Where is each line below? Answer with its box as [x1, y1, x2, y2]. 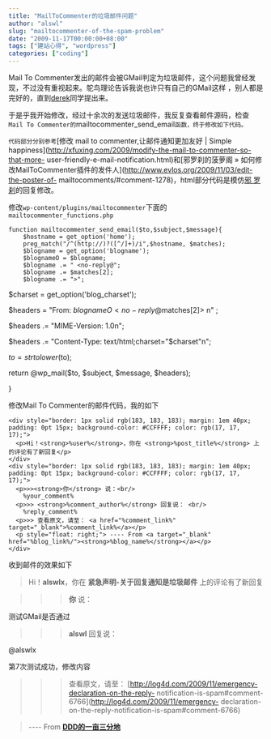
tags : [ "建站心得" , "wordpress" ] [8, 42, 116, 50]
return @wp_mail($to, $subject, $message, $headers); [8, 368, 192, 378]
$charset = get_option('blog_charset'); [8, 289, 137, 299]
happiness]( [8, 145, 49, 155]
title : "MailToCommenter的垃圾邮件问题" [8, 11, 138, 20]
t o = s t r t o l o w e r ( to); [8, 352, 73, 361]
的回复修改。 [15, 186, 58, 194]
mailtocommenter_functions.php [8, 211, 114, 220]
